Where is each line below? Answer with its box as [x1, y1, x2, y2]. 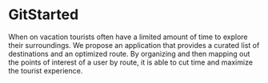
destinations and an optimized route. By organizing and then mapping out [8, 49, 250, 58]
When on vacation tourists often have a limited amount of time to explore [8, 32, 248, 41]
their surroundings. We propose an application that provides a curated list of [8, 40, 260, 49]
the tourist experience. [8, 65, 83, 75]
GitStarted [8, 6, 79, 24]
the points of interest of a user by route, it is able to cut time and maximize [8, 57, 254, 67]
